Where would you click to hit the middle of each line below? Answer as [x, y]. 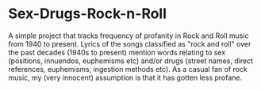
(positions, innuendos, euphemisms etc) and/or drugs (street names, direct [131, 61]
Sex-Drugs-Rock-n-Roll [88, 14]
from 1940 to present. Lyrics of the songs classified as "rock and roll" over [130, 43]
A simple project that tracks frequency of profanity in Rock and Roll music [129, 36]
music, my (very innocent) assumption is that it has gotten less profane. [125, 77]
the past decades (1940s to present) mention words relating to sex [117, 52]
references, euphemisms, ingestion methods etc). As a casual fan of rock [128, 69]
